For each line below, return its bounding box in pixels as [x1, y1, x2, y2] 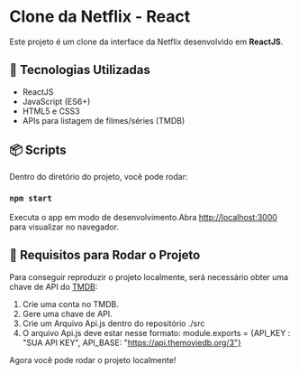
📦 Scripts [9, 143, 68, 158]
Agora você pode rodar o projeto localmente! [9, 354, 177, 365]
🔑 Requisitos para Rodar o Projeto [9, 248, 201, 263]
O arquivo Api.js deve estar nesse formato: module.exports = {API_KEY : [22, 327, 291, 338]
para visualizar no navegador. [9, 221, 120, 232]
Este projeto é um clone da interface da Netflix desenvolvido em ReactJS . [9, 36, 284, 47]
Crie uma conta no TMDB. [22, 298, 119, 309]
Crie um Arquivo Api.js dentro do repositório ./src [22, 318, 205, 329]
